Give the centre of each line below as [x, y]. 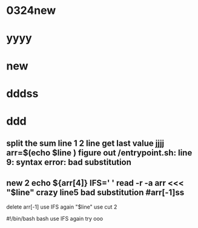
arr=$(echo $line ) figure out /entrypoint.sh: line [99, 153]
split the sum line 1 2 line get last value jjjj [85, 144]
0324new [31, 11]
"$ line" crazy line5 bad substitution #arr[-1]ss [95, 192]
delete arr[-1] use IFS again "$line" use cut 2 [62, 207]
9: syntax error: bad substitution [69, 162]
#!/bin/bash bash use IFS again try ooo [55, 219]
